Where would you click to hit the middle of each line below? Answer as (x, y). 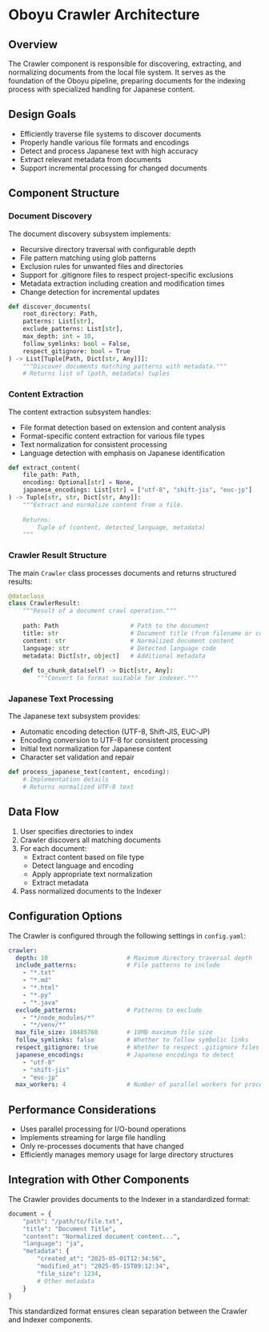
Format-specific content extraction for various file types (112, 436)
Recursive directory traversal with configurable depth (108, 249)
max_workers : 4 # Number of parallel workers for (128, 1085)
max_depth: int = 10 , (58, 336)
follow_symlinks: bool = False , (76, 344)
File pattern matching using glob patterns (88, 258)
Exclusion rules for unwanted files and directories (102, 266)
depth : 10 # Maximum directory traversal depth (134, 958)
